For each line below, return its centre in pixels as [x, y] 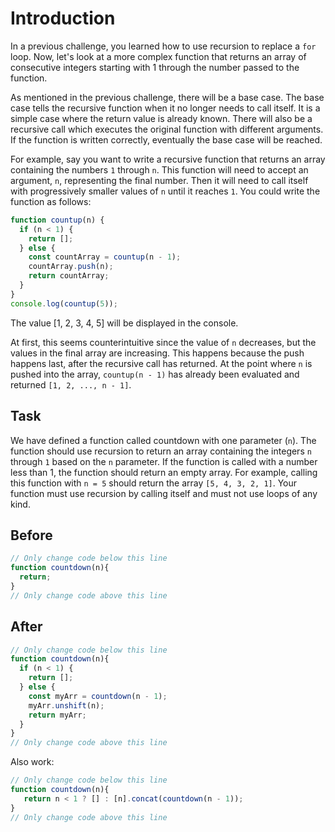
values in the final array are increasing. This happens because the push [157, 353]
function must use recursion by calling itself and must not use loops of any [164, 493]
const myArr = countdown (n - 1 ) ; [98, 696]
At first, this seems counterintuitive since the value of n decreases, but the [163, 342]
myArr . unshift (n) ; [66, 705]
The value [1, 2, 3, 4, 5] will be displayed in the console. [124, 323]
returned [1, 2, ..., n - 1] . [71, 384]
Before [31, 535]
